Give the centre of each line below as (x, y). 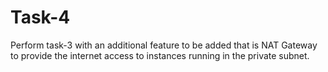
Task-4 (40, 17)
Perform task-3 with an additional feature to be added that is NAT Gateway (164, 45)
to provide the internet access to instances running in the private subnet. (160, 55)
